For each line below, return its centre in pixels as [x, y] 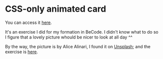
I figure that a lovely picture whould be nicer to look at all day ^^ [69, 37]
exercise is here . [21, 52]
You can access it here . [28, 22]
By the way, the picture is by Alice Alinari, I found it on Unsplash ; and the [78, 46]
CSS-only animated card [55, 9]
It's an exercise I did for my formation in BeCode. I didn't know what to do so [82, 32]
